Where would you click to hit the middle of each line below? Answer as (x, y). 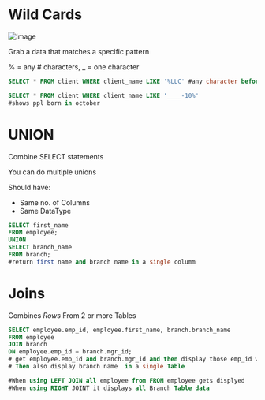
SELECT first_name (38, 225)
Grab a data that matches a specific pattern (79, 51)
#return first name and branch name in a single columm (102, 262)
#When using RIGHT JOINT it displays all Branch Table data (109, 388)
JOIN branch (28, 345)
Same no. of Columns (55, 202)
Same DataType (45, 211)
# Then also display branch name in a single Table (97, 367)
